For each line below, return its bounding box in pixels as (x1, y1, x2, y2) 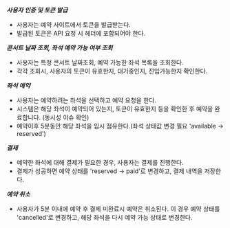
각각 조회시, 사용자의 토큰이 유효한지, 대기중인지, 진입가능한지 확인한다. (16, 67, 208, 75)
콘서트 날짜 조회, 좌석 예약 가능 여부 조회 (6, 44, 113, 52)
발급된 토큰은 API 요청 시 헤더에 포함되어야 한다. (16, 30, 146, 37)
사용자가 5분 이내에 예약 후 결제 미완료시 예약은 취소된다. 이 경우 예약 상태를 (16, 205, 220, 213)
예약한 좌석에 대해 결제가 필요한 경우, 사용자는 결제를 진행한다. (16, 159, 184, 166)
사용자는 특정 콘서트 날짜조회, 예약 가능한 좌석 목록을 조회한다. (16, 58, 184, 67)
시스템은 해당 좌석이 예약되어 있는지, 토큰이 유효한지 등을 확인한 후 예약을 (16, 105, 213, 113)
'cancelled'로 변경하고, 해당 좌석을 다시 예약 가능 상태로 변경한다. (16, 214, 193, 221)
